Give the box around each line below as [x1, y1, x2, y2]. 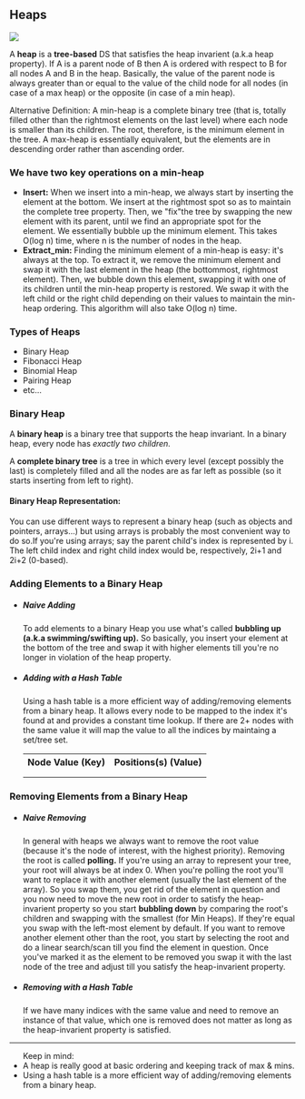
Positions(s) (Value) [113, 755, 202, 768]
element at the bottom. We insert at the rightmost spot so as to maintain [22, 197, 291, 207]
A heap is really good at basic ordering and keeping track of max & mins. [22, 1060, 295, 1071]
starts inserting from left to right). [9, 475, 134, 486]
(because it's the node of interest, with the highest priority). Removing [22, 845, 286, 856]
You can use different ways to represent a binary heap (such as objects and [9, 516, 293, 527]
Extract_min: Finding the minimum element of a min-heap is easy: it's [22, 245, 284, 256]
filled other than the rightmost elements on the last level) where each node [9, 114, 289, 126]
